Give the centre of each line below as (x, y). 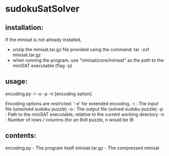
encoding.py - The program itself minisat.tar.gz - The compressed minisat (82, 148)
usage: (16, 82)
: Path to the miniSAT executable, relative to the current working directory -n (85, 114)
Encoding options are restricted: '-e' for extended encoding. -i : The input (82, 103)
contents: (21, 135)
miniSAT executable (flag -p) (42, 66)
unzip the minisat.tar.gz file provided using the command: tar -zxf (81, 49)
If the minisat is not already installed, (44, 40)
